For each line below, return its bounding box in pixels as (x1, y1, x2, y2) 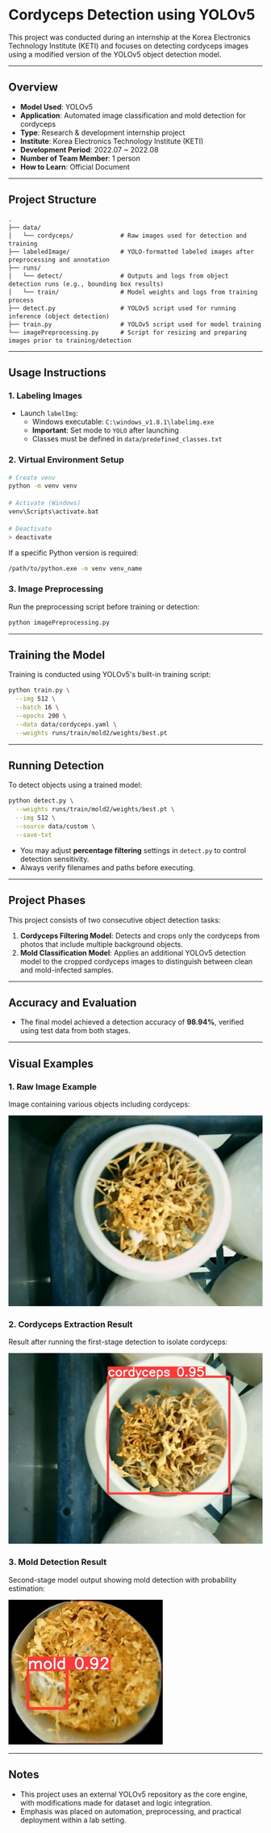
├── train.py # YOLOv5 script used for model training (8, 320, 262, 329)
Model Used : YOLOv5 (19, 102, 94, 111)
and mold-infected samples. (19, 965, 115, 974)
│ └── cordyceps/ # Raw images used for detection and (8, 232, 248, 240)
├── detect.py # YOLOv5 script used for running (8, 304, 236, 312)
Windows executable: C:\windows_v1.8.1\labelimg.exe (31, 417, 215, 427)
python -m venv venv (8, 482, 78, 490)
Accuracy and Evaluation (8, 996, 137, 1010)
